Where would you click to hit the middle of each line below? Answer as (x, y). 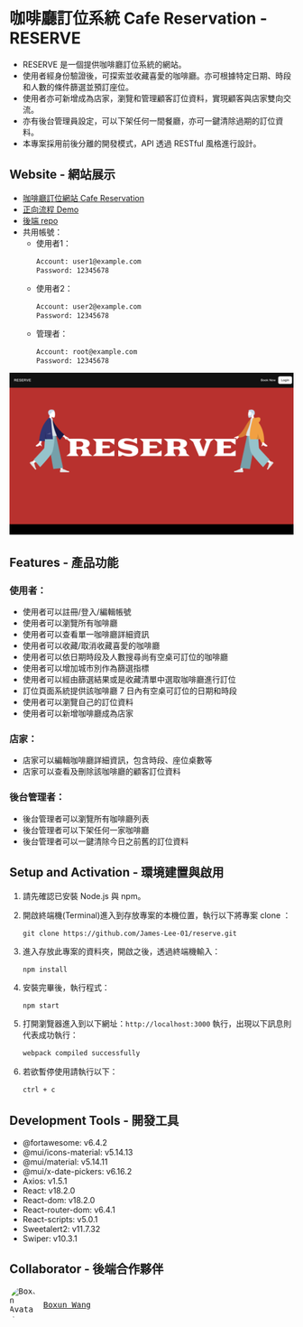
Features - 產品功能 (64, 562)
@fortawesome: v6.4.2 (65, 1142)
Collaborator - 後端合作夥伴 (87, 1269)
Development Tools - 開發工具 (94, 1120)
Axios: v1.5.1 (45, 1181)
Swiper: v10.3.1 (50, 1239)
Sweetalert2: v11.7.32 (61, 1229)
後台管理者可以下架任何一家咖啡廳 (86, 830)
